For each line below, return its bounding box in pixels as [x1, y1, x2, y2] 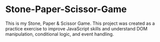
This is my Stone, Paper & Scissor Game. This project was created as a [5, 20, 155, 26]
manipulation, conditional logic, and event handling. [5, 31, 114, 37]
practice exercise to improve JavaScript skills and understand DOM [5, 25, 148, 31]
